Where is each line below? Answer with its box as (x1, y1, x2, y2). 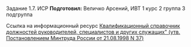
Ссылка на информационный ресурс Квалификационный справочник (6, 23, 180, 29)
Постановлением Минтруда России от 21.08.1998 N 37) (6, 35, 144, 41)
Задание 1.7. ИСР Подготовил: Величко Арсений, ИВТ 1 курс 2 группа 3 (6, 5, 186, 12)
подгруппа (6, 11, 33, 18)
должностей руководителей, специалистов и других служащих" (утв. (6, 28, 180, 35)
